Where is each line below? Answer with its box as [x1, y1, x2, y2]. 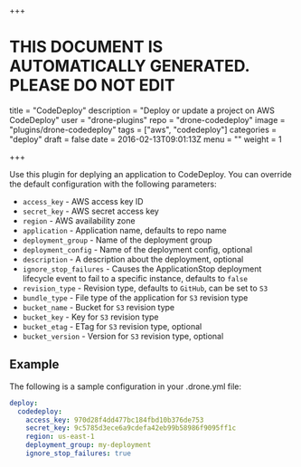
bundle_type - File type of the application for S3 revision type [22, 291, 249, 303]
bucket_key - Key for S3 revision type [22, 311, 159, 322]
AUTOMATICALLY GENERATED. [9, 56, 250, 77]
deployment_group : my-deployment [25, 441, 152, 450]
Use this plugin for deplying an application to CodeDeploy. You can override [9, 168, 292, 179]
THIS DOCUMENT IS [9, 37, 164, 57]
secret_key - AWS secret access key [22, 205, 160, 216]
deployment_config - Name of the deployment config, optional [22, 243, 253, 254]
